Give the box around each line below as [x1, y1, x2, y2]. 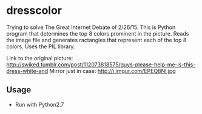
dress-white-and [6, 67, 49, 74]
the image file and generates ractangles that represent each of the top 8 [6, 36, 187, 43]
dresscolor [6, 4, 62, 17]
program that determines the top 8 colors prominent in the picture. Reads [6, 30, 189, 37]
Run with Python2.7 [15, 101, 64, 108]
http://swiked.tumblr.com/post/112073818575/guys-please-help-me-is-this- [6, 61, 196, 68]
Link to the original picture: [6, 54, 73, 62]
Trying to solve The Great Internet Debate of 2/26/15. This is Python [6, 24, 176, 31]
